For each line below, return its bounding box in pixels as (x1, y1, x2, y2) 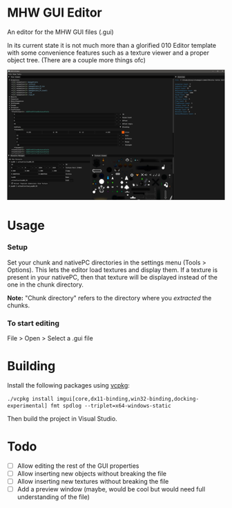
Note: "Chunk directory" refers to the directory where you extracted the (7, 293, 212, 302)
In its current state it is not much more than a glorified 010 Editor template (7, 41, 216, 49)
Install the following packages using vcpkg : (7, 381, 130, 389)
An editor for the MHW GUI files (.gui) (7, 28, 114, 36)
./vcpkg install (7, 395, 54, 402)
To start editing (7, 318, 60, 328)
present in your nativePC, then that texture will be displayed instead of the (7, 273, 218, 281)
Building (7, 359, 56, 374)
